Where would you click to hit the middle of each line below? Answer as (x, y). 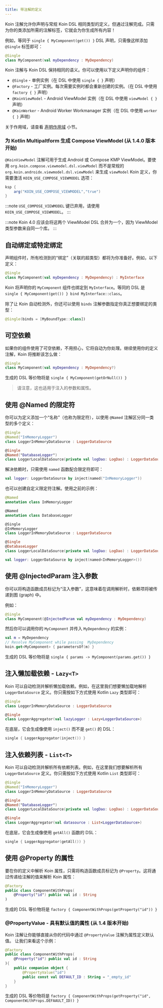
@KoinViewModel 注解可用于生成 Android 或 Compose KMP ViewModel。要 (78, 160)
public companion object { (41, 968)
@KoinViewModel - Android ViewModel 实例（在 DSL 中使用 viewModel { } (85, 99)
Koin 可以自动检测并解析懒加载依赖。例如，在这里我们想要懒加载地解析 (76, 686)
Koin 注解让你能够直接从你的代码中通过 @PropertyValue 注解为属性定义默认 (80, 935)
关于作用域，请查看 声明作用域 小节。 (42, 127)
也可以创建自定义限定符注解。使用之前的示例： (52, 488)
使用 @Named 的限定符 (40, 405)
